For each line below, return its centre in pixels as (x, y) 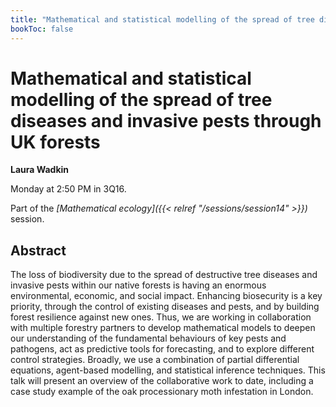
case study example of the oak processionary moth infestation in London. (162, 392)
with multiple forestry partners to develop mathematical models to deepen (163, 328)
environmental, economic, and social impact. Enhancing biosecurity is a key (166, 296)
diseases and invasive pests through (166, 120)
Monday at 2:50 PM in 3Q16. (68, 189)
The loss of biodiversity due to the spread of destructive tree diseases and (164, 275)
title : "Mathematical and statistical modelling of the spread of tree (162, 19)
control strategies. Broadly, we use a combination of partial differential (155, 360)
